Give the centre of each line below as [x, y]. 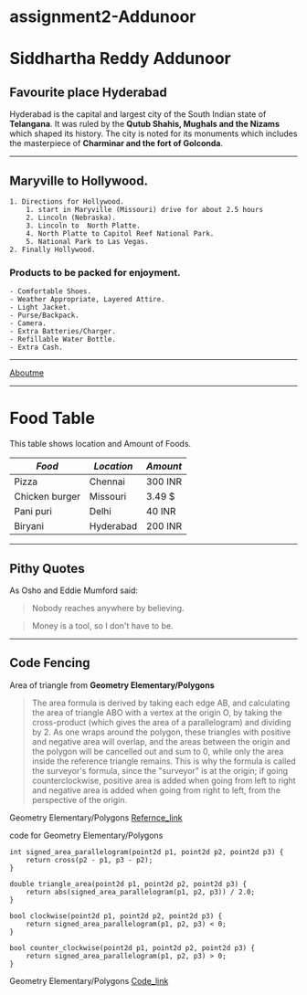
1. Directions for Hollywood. [67, 202]
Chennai [107, 482]
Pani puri [33, 512]
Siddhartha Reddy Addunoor [120, 59]
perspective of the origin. [79, 799]
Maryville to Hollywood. [79, 180]
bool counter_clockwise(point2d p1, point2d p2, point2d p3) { [132, 947]
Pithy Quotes [47, 568]
